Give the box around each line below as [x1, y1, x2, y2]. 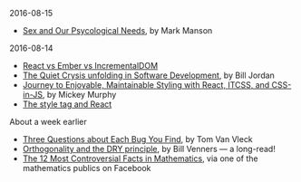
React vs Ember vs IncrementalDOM [22, 61, 159, 71]
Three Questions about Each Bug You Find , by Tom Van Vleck [22, 134, 254, 144]
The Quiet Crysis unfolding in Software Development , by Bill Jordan [22, 70, 275, 81]
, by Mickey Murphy [42, 90, 117, 100]
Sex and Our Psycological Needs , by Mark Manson [22, 25, 213, 35]
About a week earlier [9, 117, 88, 127]
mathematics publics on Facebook [22, 163, 151, 173]
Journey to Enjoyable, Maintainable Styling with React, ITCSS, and [22, 80, 270, 90]
